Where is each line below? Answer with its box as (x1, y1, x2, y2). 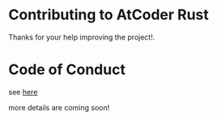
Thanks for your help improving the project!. (8, 32, 155, 42)
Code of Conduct (8, 60, 126, 79)
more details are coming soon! (8, 102, 110, 112)
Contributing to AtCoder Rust (8, 6, 209, 24)
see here (8, 87, 38, 97)
